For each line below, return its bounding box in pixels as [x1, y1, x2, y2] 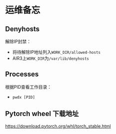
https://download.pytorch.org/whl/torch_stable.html [5, 123, 111, 129]
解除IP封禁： [5, 38, 31, 44]
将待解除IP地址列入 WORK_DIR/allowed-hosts [12, 49, 101, 55]
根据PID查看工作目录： [5, 84, 52, 90]
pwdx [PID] [12, 95, 35, 100]
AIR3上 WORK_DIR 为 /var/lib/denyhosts [12, 55, 90, 61]
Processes [5, 70, 39, 79]
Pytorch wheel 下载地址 [5, 110, 79, 118]
